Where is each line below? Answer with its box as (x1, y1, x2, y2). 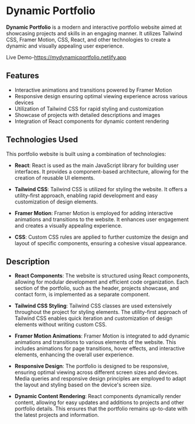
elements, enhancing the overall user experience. (14, 351, 134, 358)
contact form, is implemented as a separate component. (14, 291, 150, 298)
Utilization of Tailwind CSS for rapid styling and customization (14, 105, 164, 112)
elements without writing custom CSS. (14, 321, 107, 328)
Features (6, 71, 39, 81)
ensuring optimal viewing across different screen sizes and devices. (14, 369, 179, 376)
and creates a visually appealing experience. (14, 222, 123, 229)
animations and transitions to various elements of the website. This (14, 339, 177, 346)
